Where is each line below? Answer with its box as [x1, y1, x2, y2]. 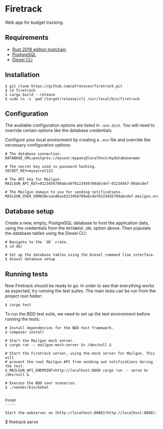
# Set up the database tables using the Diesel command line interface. [5, 252, 155, 258]
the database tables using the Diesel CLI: [5, 231, 87, 236]
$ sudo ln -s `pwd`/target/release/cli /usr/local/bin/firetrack [5, 96, 140, 101]
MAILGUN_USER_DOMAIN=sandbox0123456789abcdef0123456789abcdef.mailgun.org [5, 194, 160, 199]
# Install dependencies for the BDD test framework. [5, 326, 114, 330]
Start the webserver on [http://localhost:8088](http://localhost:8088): [5, 411, 158, 415]
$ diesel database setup [5, 257, 55, 262]
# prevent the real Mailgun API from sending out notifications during [5, 360, 153, 364]
